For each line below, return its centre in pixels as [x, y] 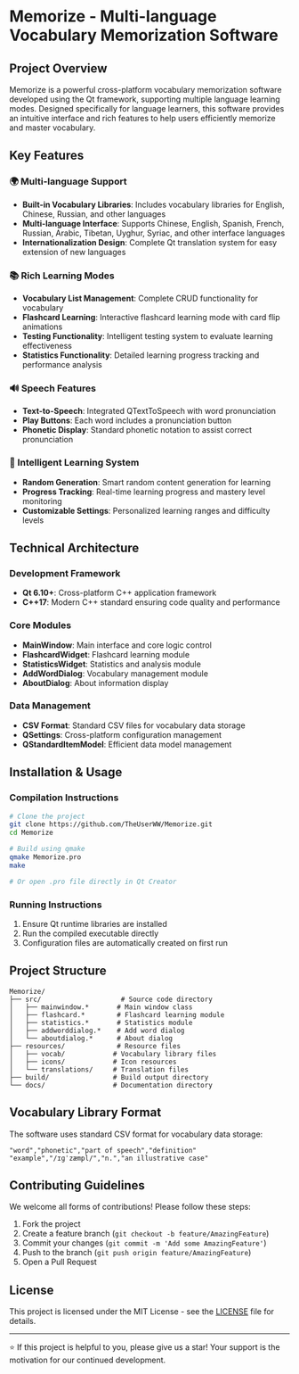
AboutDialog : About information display [95, 683]
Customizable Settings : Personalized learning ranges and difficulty [146, 510]
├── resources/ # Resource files [95, 1046]
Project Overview [58, 68]
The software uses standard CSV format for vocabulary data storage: [136, 1134]
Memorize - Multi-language [113, 17]
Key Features [47, 156]
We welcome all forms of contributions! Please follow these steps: [130, 1207]
